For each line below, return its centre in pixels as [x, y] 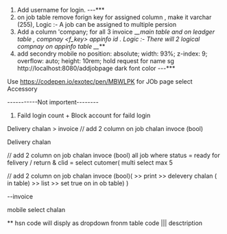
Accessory [22, 89]
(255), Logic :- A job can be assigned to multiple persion [97, 24]
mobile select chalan [36, 210]
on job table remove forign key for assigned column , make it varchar [114, 17]
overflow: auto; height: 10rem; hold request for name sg [96, 61]
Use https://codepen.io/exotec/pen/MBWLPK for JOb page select [100, 81]
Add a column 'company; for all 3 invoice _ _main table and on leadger [116, 32]
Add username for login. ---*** [61, 10]
